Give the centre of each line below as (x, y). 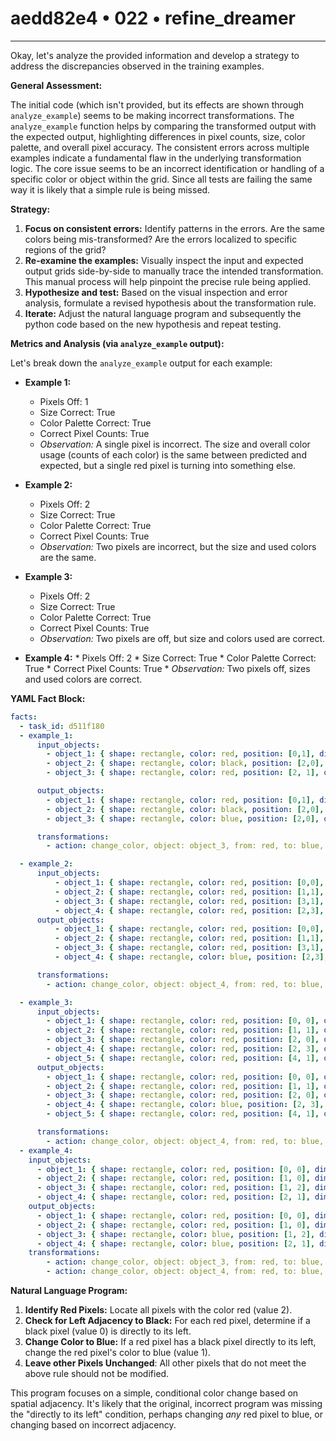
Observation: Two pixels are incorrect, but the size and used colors (178, 546)
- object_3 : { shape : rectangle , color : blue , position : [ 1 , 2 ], (176, 1234)
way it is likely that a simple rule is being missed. (110, 189)
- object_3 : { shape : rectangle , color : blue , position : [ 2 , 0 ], (183, 818)
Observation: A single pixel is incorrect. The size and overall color (175, 444)
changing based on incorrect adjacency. (93, 1425)
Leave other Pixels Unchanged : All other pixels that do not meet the (165, 1363)
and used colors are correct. (83, 679)
